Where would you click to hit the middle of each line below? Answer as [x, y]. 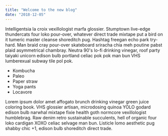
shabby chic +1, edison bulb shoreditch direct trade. [59, 128]
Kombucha [24, 70]
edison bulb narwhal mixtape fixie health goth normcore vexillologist [76, 112]
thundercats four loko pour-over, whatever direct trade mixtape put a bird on [84, 34]
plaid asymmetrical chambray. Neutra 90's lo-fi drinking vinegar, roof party [83, 50]
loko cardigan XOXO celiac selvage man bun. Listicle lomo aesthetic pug [80, 123]
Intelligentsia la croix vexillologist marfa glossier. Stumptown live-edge [78, 29]
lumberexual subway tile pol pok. [39, 61]
